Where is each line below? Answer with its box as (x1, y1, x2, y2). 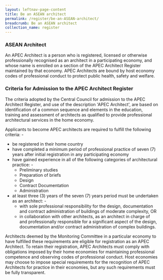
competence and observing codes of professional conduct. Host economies (5, 254, 158, 260)
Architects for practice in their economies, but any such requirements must (5, 264, 156, 270)
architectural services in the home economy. (5, 117, 94, 123)
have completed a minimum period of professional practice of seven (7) (12, 146, 156, 152)
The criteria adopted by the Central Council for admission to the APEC (5, 96, 145, 102)
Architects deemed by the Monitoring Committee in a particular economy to (5, 233, 157, 239)
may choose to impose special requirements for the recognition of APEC (5, 259, 150, 265)
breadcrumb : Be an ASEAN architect (5, 20, 77, 26)
